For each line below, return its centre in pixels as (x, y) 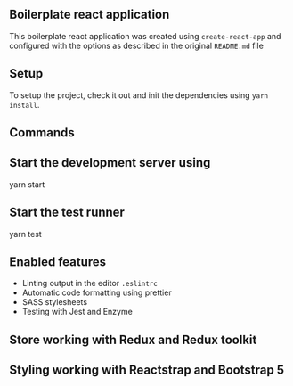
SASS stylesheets (54, 302)
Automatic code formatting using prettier (97, 292)
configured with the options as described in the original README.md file (137, 45)
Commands (42, 133)
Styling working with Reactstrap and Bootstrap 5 (147, 370)
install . (24, 104)
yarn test (25, 234)
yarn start (27, 184)
